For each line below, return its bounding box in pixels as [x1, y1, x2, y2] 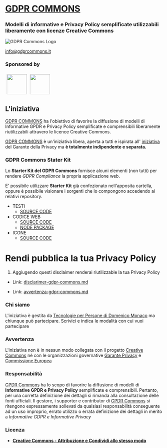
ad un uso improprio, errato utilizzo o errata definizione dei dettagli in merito [5, 408, 162, 414]
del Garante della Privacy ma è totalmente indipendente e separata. [5, 143, 146, 150]
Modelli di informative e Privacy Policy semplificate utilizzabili [5, 21, 159, 28]
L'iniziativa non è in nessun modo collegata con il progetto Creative [5, 347, 143, 353]
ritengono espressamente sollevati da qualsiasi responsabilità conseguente [5, 403, 160, 409]
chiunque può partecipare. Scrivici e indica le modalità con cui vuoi [5, 318, 144, 324]
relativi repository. [5, 193, 42, 199]
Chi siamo [5, 301, 30, 308]
